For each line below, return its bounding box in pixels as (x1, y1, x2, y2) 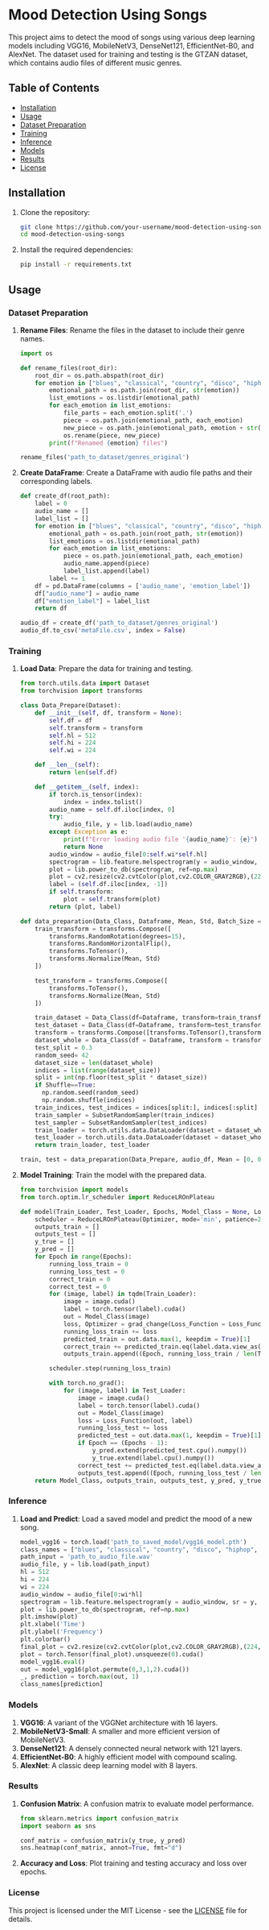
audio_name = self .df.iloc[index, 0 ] (49, 806, 175, 814)
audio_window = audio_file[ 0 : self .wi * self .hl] (49, 850, 208, 859)
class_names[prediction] (19, 1680, 104, 1688)
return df (35, 604, 67, 613)
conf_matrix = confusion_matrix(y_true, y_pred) (19, 1837, 186, 1845)
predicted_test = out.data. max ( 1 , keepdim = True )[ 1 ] (77, 1431, 262, 1439)
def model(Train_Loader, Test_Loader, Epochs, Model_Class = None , (19, 1207, 251, 1216)
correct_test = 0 (49, 1282, 107, 1290)
